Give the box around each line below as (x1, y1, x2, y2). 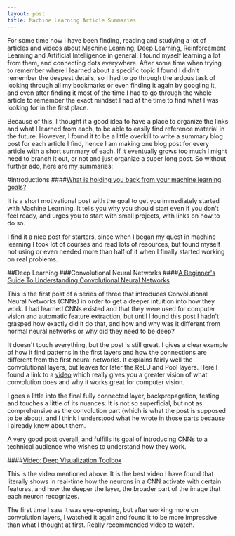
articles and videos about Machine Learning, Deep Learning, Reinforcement (7, 44, 227, 52)
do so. (7, 218, 26, 227)
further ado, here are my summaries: (7, 162, 114, 170)
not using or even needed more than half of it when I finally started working (7, 247, 225, 256)
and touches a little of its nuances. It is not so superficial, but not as (7, 398, 203, 407)
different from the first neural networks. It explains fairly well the (7, 355, 193, 364)
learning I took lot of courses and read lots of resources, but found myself (7, 240, 221, 248)
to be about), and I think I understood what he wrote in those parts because (7, 414, 226, 422)
